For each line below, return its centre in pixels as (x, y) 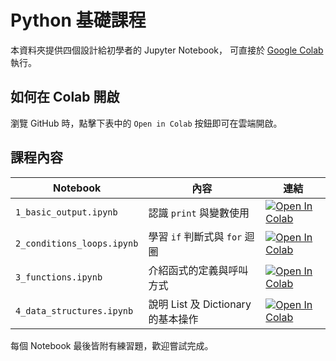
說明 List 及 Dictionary (200, 304)
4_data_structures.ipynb (74, 310)
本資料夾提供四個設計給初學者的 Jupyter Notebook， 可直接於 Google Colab (167, 50)
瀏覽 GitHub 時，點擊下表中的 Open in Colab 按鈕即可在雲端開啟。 (146, 123)
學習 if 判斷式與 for (195, 236)
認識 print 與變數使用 (199, 213)
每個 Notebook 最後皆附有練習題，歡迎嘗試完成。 (112, 345)
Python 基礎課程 (78, 20)
